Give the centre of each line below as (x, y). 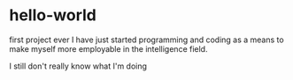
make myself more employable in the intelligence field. (108, 48)
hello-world (53, 15)
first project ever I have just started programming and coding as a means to (147, 40)
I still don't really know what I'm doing (78, 66)
